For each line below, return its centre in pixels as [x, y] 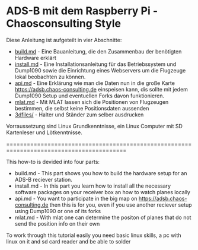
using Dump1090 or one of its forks [58, 211]
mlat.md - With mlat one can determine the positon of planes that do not [103, 217]
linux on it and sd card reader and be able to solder [68, 241]
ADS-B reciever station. [44, 179]
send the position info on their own [57, 223]
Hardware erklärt [35, 58]
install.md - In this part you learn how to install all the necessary [92, 186]
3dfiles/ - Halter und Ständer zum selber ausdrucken [79, 115]
